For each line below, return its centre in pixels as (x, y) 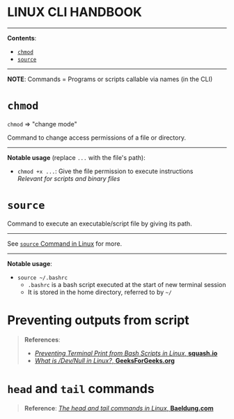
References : (42, 339)
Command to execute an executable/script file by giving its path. (100, 223)
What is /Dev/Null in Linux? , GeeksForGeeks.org (105, 360)
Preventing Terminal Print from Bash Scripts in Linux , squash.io (126, 353)
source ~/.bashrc (42, 278)
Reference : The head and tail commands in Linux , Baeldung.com (119, 408)
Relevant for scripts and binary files (69, 178)
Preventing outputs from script (98, 320)
